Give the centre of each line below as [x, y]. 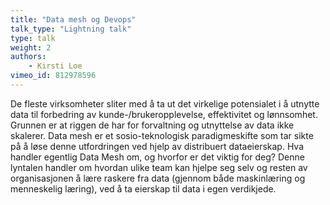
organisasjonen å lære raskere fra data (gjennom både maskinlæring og [158, 178]
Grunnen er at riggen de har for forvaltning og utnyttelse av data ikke [152, 125]
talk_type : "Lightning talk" [71, 29]
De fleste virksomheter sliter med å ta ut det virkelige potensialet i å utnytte [165, 103]
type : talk [33, 38]
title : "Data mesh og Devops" [73, 19]
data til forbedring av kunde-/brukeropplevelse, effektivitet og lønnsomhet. [164, 114]
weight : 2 [31, 47]
